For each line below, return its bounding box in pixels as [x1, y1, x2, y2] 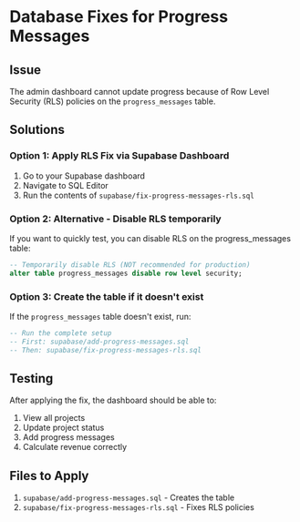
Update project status [22, 422, 105, 434]
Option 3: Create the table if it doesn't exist [9, 290, 204, 302]
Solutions [9, 122, 66, 138]
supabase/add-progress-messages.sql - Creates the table [22, 492, 235, 503]
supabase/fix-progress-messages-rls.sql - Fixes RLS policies [22, 502, 255, 513]
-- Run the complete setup [9, 329, 112, 338]
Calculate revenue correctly [22, 442, 128, 453]
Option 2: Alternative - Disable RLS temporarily [9, 212, 222, 225]
